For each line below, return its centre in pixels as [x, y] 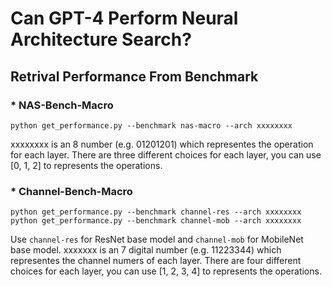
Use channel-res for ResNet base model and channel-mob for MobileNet [157, 239]
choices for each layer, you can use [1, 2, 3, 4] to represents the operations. [166, 271]
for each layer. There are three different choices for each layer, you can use [166, 154]
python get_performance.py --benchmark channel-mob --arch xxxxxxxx [156, 221]
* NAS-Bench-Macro [62, 105]
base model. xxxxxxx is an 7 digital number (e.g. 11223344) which [146, 250]
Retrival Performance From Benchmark [134, 76]
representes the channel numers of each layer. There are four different [156, 261]
